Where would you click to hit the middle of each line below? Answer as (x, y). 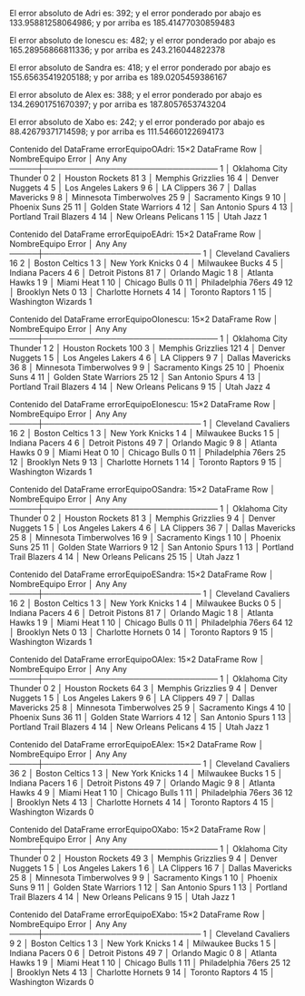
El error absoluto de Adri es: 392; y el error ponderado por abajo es (135, 13)
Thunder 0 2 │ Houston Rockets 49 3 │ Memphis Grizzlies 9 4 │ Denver (143, 858)
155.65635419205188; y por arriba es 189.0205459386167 (118, 77)
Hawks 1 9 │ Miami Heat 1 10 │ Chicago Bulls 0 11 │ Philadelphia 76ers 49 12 (151, 282)
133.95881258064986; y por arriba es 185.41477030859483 (123, 23)
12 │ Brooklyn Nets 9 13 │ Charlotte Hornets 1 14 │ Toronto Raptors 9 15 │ (147, 462)
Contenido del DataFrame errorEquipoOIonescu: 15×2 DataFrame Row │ (144, 319)
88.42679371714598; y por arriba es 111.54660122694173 (117, 132)
